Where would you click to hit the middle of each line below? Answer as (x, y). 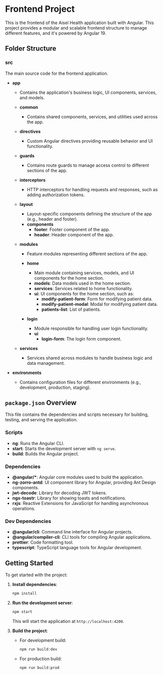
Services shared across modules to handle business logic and (89, 358)
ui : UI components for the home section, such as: (84, 293)
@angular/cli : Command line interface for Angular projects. (72, 532)
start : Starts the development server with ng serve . (64, 448)
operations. (24, 509)
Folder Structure (31, 48)
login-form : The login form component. (81, 339)
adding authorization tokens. (56, 195)
